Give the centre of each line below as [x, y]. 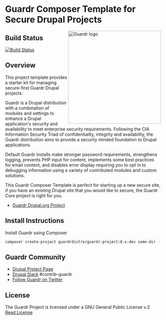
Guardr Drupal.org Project [39, 205]
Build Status [24, 38]
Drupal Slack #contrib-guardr [42, 274]
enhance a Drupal [23, 118]
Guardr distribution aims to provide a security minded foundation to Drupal [81, 139]
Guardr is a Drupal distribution [36, 103]
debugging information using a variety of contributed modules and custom [81, 170]
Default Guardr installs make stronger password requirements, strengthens [81, 154]
